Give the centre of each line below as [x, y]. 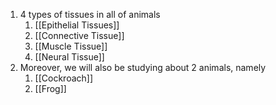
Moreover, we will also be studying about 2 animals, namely [143, 67]
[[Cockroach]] [64, 78]
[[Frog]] [50, 88]
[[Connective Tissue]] [79, 35]
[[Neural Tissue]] [69, 57]
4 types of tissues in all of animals [90, 14]
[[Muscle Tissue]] [71, 46]
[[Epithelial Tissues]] [77, 25]
